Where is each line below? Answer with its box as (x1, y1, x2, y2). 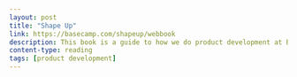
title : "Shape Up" (9, 21, 77, 30)
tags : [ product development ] (9, 54, 117, 63)
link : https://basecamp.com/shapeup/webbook (9, 29, 176, 38)
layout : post (9, 12, 57, 22)
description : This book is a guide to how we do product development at (9, 37, 283, 47)
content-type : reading (9, 46, 93, 55)
